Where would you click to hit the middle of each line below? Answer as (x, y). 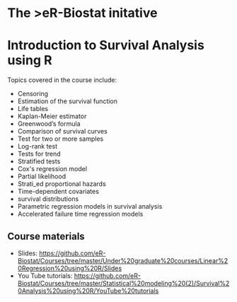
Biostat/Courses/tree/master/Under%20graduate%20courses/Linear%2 (123, 260)
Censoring (33, 94)
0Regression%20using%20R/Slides (70, 268)
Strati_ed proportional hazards (62, 184)
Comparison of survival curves (62, 132)
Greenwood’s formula (49, 124)
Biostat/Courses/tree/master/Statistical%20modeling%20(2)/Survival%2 (123, 283)
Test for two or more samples (60, 139)
